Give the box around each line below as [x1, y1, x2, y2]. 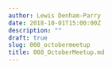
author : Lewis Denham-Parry [8, 11, 102, 20]
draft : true [8, 33, 48, 42]
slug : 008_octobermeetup [8, 41, 91, 49]
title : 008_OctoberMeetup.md [8, 48, 105, 56]
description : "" [8, 26, 62, 34]
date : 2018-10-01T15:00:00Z [8, 19, 102, 27]
